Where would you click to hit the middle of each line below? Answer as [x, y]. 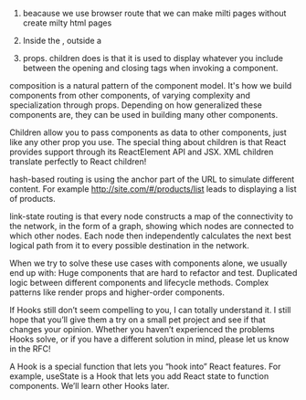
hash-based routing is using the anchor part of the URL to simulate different [152, 179]
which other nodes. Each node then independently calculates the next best [151, 236]
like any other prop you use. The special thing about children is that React [148, 142]
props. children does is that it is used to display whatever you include [153, 58]
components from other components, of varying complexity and [130, 95]
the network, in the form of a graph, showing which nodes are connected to [152, 226]
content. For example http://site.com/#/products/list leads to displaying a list [153, 189]
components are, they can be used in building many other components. [144, 115]
